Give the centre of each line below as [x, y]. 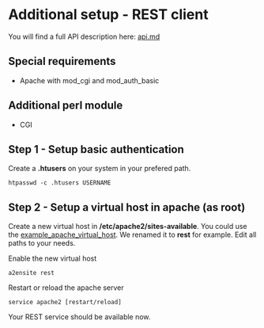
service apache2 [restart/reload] [65, 303]
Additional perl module [66, 106]
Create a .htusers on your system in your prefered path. [100, 169]
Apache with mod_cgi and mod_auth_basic [89, 80]
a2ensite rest [32, 273]
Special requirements [62, 61]
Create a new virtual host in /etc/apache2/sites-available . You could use [128, 227]
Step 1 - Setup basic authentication [96, 149]
